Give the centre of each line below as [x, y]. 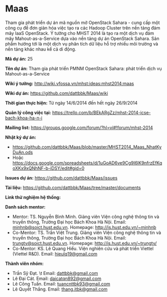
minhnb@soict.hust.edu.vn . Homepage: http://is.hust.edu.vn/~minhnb [84, 227]
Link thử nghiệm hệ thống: [33, 197]
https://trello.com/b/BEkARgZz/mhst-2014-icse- [101, 112]
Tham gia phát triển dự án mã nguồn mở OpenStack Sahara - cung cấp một [83, 22]
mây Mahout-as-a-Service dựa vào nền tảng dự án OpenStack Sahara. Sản [82, 38]
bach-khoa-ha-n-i [24, 117]
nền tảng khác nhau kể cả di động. [41, 49]
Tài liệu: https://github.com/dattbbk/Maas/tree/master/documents [73, 187]
